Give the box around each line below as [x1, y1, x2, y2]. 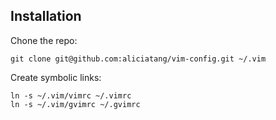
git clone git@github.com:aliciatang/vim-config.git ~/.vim [10, 54, 267, 64]
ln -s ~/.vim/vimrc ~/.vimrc [10, 90, 132, 101]
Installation [10, 8, 82, 25]
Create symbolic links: [10, 71, 102, 83]
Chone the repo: [10, 34, 78, 46]
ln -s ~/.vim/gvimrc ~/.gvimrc [10, 99, 141, 109]
